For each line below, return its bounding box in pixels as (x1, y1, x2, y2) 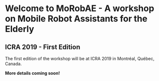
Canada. (5, 61, 22, 66)
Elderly (5, 24, 34, 34)
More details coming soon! (5, 70, 60, 76)
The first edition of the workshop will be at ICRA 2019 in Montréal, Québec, (5, 56, 155, 61)
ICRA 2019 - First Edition (5, 43, 80, 51)
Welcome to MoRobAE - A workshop (5, 3, 154, 14)
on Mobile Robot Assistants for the (5, 13, 148, 24)
